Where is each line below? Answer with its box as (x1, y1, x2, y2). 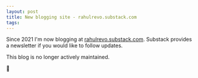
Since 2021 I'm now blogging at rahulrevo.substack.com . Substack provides (6, 36, 192, 43)
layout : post (6, 8, 39, 15)
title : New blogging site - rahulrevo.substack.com (6, 14, 137, 20)
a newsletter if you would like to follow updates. (6, 42, 123, 49)
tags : (6, 19, 20, 25)
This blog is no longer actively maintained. (6, 54, 110, 61)
